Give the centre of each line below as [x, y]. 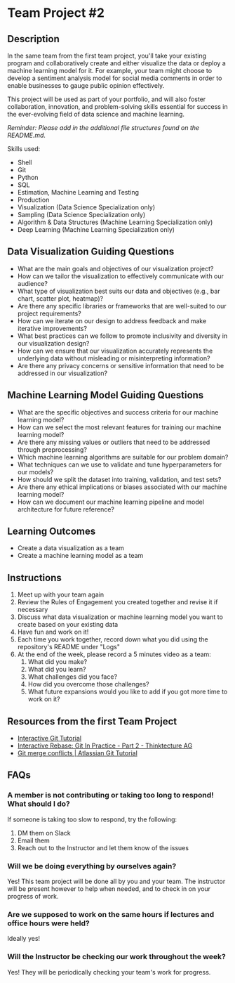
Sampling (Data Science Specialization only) [81, 215]
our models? [35, 471]
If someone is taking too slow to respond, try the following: [92, 819]
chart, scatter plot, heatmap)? [60, 298]
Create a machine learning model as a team [80, 556]
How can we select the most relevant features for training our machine [119, 427]
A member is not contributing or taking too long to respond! [110, 795]
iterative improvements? [52, 328]
